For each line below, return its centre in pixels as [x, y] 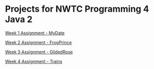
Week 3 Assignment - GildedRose [39, 52]
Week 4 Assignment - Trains [34, 61]
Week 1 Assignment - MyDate [35, 33]
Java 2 [19, 19]
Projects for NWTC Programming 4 [77, 9]
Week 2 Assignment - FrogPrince [38, 42]
